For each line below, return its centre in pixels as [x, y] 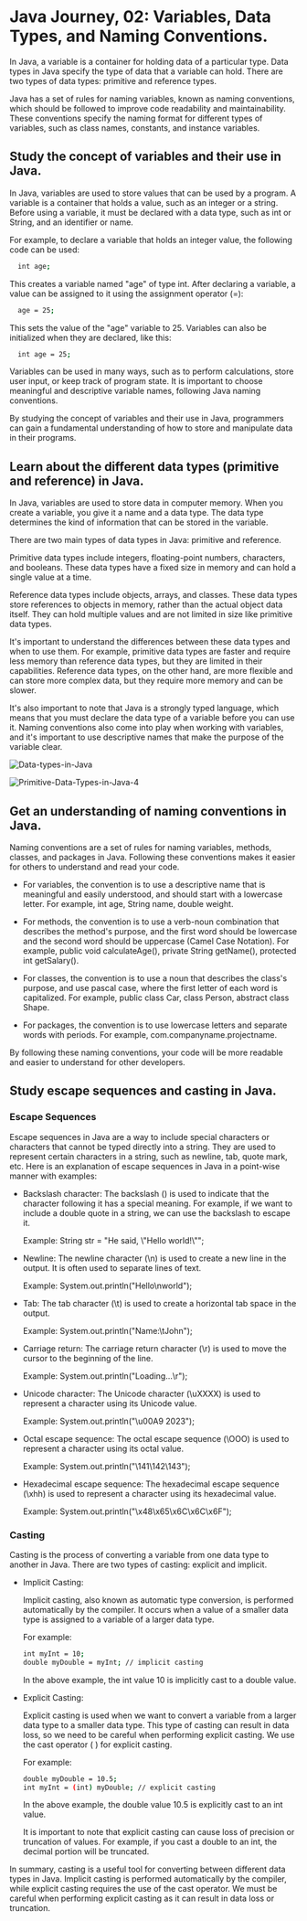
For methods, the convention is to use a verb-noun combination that [151, 922]
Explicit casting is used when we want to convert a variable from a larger [159, 1715]
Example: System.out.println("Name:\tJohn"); [108, 1330]
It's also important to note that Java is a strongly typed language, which [144, 708]
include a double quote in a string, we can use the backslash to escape [156, 1212]
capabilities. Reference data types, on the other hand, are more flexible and [152, 671]
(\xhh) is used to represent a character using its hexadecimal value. [149, 1493]
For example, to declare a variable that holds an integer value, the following [151, 240]
